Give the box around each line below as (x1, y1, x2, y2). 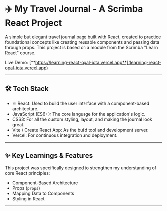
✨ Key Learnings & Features (5, 151, 93, 160)
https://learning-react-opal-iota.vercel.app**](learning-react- (35, 59, 162, 65)
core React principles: (5, 170, 50, 176)
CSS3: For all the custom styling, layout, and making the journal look (12, 116, 153, 122)
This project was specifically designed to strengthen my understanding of (5, 165, 157, 171)
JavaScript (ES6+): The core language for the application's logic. (12, 111, 146, 117)
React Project (5, 17, 62, 29)
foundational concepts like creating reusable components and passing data (5, 39, 160, 45)
